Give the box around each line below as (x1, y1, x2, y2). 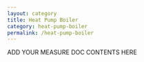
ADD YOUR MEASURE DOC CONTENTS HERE (7, 48, 138, 56)
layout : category (7, 10, 57, 17)
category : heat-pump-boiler (7, 23, 88, 30)
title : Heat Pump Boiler (7, 17, 79, 23)
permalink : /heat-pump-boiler (7, 29, 94, 37)
